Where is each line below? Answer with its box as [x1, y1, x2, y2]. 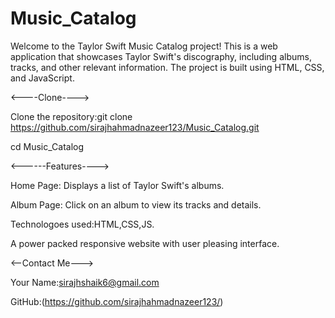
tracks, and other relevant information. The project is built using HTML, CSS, [10, 61, 325, 73]
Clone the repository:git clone [10, 110, 133, 122]
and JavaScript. [10, 72, 75, 84]
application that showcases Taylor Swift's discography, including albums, [10, 50, 312, 62]
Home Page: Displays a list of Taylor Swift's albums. [10, 179, 225, 191]
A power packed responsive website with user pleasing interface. [10, 237, 280, 249]
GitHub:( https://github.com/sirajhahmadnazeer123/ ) [10, 295, 224, 307]
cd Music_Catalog [10, 140, 85, 152]
